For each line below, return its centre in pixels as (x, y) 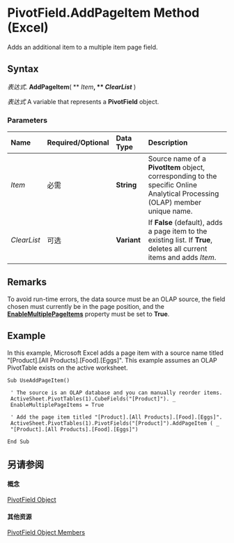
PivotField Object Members (46, 533)
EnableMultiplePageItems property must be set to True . (88, 314)
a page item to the (178, 231)
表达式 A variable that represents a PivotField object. (83, 101)
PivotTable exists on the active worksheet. (68, 368)
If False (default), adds (185, 223)
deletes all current (178, 249)
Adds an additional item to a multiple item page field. (83, 47)
